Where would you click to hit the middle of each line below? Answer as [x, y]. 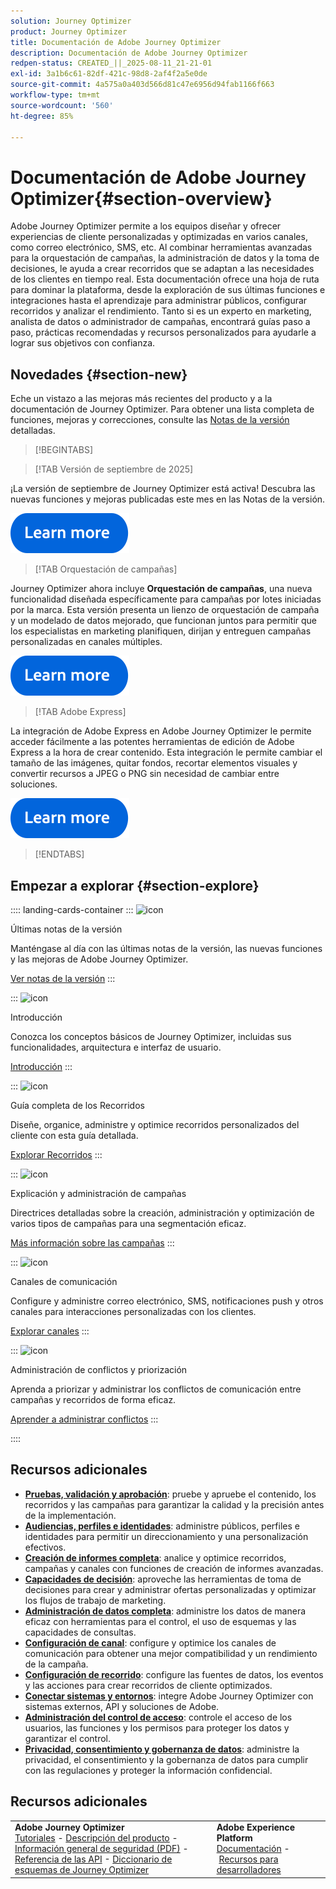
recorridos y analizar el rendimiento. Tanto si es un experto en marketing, [161, 311]
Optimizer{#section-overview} [141, 198]
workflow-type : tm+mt [55, 95]
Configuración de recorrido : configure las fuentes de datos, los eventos [174, 1674]
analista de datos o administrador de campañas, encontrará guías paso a [160, 322]
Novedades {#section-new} [99, 374]
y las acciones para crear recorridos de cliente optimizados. [148, 1685]
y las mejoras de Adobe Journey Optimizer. [99, 959]
